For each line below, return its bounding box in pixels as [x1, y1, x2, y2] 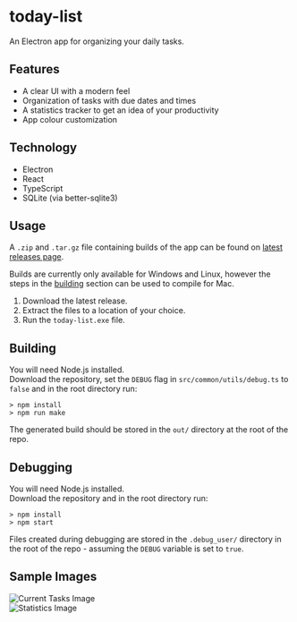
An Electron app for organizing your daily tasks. [9, 36, 185, 47]
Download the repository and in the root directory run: [9, 493, 208, 503]
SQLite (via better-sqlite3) [21, 192, 118, 203]
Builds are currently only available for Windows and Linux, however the [9, 268, 271, 279]
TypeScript [21, 183, 64, 193]
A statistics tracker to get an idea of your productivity [21, 105, 219, 115]
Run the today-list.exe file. [21, 315, 125, 326]
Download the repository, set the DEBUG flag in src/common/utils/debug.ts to [9, 374, 289, 385]
